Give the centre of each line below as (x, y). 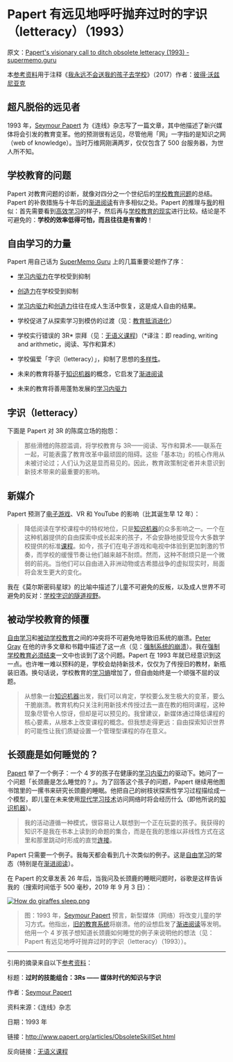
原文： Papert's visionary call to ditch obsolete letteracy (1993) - (98, 52)
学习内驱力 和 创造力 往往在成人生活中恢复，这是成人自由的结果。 (108, 306)
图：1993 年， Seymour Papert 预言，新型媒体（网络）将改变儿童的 (120, 915)
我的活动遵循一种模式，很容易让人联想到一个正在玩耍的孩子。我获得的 (124, 823)
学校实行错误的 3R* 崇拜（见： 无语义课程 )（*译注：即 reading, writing (118, 335)
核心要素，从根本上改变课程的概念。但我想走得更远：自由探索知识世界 (124, 722)
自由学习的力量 (39, 243)
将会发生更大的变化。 (54, 572)
